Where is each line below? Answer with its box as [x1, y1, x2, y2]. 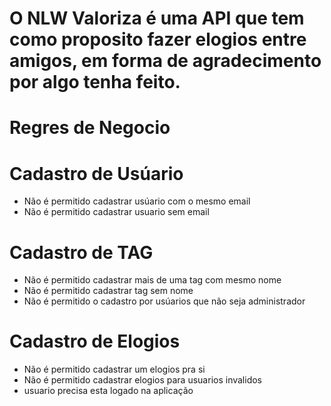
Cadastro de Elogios [9, 330, 181, 353]
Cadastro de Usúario [9, 162, 184, 185]
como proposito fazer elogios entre [9, 28, 307, 51]
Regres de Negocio [9, 117, 171, 139]
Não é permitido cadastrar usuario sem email [23, 206, 210, 218]
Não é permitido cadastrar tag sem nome [23, 285, 194, 297]
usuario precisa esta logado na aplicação [23, 385, 194, 397]
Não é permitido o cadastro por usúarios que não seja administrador [23, 295, 306, 307]
